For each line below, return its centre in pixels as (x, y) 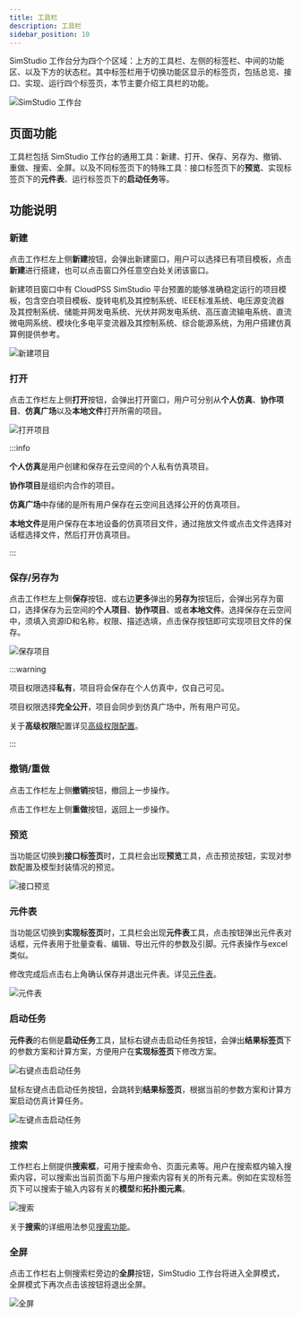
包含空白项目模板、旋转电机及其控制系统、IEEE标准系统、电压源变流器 (155, 300)
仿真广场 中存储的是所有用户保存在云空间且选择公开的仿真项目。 (127, 505)
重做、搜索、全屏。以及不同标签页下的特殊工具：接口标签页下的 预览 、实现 (146, 168)
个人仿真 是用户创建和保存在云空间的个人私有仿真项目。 (111, 466)
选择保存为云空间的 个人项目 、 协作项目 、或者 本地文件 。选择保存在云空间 (158, 610)
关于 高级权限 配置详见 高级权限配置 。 (76, 726)
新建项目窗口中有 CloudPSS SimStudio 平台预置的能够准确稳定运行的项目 (144, 289)
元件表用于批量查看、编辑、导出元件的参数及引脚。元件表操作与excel (160, 944)
